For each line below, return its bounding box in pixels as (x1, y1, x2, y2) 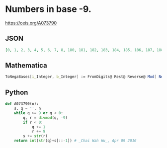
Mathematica (5, 61, 47, 70)
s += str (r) (23, 134, 48, 139)
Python (5, 88, 28, 96)
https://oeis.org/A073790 (5, 20, 57, 26)
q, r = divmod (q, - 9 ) (23, 115, 68, 120)
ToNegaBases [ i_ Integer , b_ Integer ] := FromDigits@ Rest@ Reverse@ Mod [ (5, 74, 157, 79)
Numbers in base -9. (5, 3, 92, 15)
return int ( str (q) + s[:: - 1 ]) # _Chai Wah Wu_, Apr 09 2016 (14, 138, 137, 144)
